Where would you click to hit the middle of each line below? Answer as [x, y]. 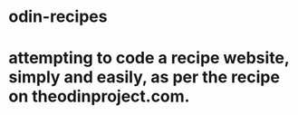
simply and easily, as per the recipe [144, 77]
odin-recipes [58, 17]
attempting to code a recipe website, [149, 58]
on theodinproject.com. [99, 96]
